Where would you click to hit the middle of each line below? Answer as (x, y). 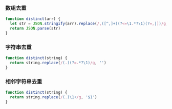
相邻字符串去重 (24, 81)
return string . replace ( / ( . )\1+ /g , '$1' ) (53, 97)
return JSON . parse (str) (35, 29)
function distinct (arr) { (33, 19)
